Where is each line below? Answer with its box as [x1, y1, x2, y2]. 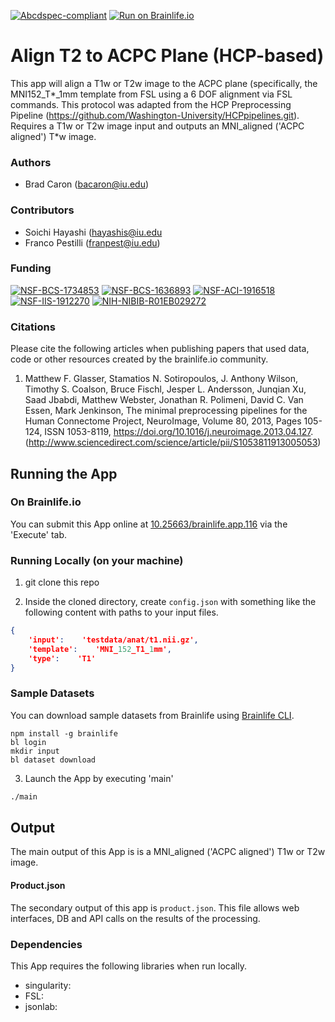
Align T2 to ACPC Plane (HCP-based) [10, 45, 325, 67]
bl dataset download [10, 755, 97, 765]
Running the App [10, 465, 118, 482]
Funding [10, 261, 52, 275]
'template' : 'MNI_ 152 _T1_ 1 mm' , [28, 644, 172, 654]
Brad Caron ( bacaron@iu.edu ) [24, 178, 150, 190]
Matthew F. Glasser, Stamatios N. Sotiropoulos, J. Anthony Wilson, [24, 373, 299, 385]
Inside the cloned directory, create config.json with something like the [24, 596, 317, 608]
